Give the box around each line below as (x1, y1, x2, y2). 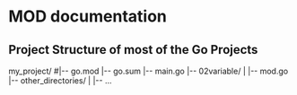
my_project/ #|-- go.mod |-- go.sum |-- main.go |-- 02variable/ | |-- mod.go (8, 65, 289, 76)
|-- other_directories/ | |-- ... (8, 75, 113, 86)
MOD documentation (8, 6, 167, 27)
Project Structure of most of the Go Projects (8, 42, 258, 57)
